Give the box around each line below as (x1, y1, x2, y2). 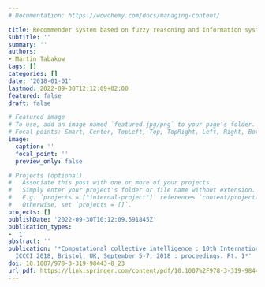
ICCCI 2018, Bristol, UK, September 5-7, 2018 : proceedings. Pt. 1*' (15, 252, 252, 260)
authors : (8, 48, 37, 56)
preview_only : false (15, 157, 83, 166)
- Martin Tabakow (8, 55, 65, 63)
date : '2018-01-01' (8, 76, 73, 85)
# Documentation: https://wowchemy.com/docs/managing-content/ (8, 11, 221, 20)
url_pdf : (8, 266, 37, 274)
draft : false (8, 99, 51, 107)
